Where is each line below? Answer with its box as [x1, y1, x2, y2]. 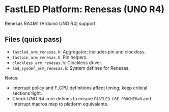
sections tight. [12, 90, 42, 96]
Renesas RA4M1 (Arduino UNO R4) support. [5, 20, 97, 26]
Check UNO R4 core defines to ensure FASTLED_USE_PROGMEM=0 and [12, 95, 151, 101]
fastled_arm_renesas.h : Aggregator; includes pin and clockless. [12, 48, 146, 54]
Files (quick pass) [5, 35, 62, 44]
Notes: [5, 75, 19, 81]
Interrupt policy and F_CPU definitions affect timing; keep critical [12, 85, 148, 91]
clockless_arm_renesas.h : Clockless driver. [12, 60, 102, 66]
